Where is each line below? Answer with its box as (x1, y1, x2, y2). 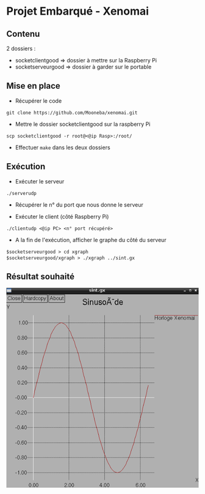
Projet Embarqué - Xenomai (6, 4, 149, 18)
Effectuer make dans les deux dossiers (15, 144, 111, 151)
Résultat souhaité (6, 271, 75, 282)
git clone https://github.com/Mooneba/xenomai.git (6, 109, 138, 116)
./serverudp (6, 190, 37, 196)
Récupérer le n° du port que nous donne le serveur (15, 201, 143, 208)
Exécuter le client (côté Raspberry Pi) (15, 213, 109, 220)
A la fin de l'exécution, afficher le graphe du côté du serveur (15, 236, 167, 243)
